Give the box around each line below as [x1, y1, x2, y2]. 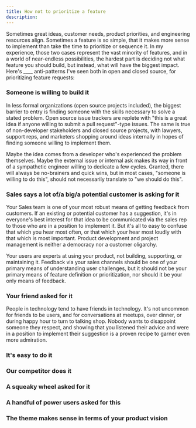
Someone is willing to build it [6, 89, 90, 97]
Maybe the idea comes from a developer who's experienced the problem [6, 150, 182, 157]
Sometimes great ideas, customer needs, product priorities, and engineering [6, 30, 190, 37]
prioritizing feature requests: [6, 74, 75, 81]
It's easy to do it [6, 351, 53, 359]
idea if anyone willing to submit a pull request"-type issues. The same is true [6, 120, 191, 127]
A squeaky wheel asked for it [6, 383, 91, 391]
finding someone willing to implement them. [6, 139, 112, 146]
